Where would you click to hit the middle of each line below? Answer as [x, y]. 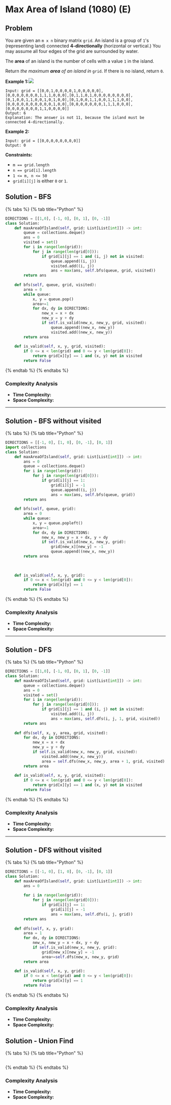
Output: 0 [16, 145]
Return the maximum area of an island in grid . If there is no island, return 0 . [85, 71]
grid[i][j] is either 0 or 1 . [40, 181]
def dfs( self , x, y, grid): [44, 929]
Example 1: [17, 82]
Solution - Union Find [39, 1041]
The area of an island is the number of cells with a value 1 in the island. [80, 61]
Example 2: [17, 131]
